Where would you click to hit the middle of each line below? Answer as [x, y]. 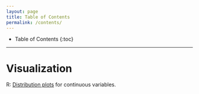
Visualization [39, 68]
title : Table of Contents [38, 17]
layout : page [22, 11]
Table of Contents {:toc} [44, 39]
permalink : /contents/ [34, 22]
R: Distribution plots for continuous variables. [61, 85]
